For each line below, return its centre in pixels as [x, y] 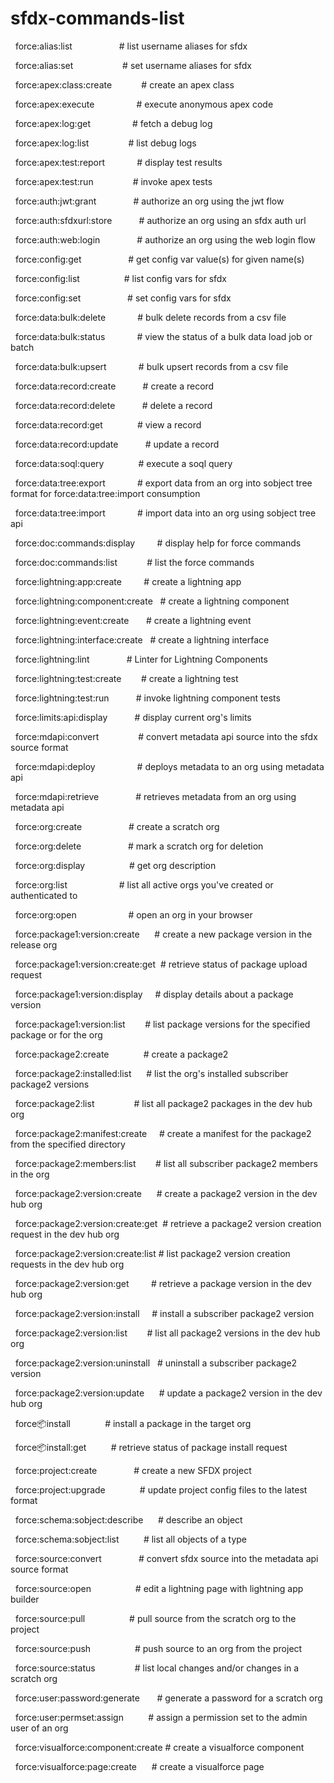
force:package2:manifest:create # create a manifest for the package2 [163, 1133]
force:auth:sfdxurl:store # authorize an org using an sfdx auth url [160, 220]
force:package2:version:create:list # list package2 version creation [152, 1253]
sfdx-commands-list [97, 18]
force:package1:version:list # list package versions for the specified [162, 1024]
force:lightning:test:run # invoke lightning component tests [147, 698]
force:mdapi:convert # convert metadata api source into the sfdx [166, 736]
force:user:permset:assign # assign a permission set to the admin [161, 1717]
